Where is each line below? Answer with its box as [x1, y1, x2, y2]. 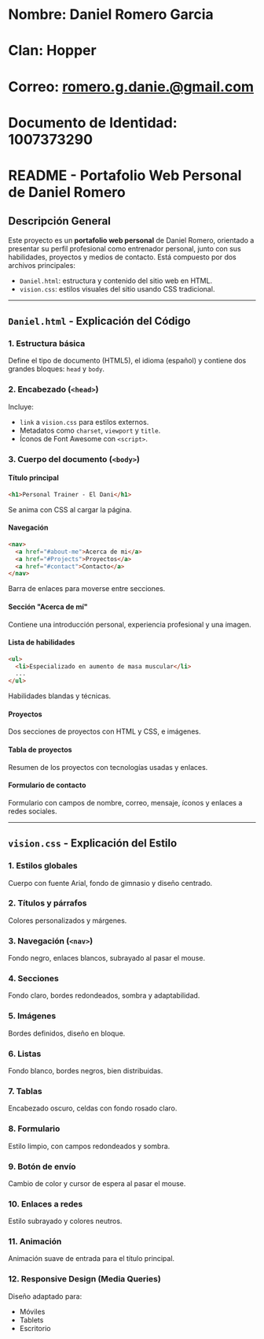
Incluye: [8, 402, 34, 411]
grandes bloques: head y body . [8, 364, 104, 374]
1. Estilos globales [8, 861, 79, 872]
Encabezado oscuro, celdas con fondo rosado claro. [8, 1103, 178, 1113]
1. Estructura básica [8, 338, 86, 349]
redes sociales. [8, 806, 57, 816]
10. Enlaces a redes [8, 1198, 83, 1209]
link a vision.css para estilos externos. [19, 417, 149, 426]
